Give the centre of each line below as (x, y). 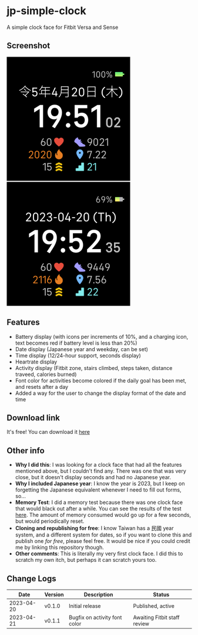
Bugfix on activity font (95, 617)
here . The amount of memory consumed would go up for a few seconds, (103, 515)
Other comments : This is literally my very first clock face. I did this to (99, 554)
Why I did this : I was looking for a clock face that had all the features (98, 465)
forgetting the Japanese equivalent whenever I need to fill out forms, (98, 490)
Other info (26, 451)
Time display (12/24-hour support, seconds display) (78, 355)
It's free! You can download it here (48, 432)
